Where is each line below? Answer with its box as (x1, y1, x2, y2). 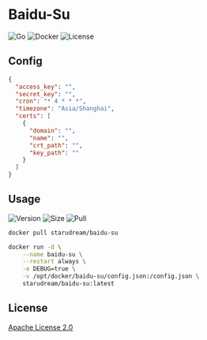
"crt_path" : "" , (28, 141, 83, 149)
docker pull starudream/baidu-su (8, 229, 119, 237)
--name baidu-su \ (22, 250, 83, 258)
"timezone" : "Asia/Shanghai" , (15, 105, 115, 113)
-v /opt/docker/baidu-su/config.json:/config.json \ (22, 272, 200, 281)
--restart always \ (22, 258, 87, 266)
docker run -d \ (8, 243, 62, 251)
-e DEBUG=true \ (22, 265, 77, 273)
